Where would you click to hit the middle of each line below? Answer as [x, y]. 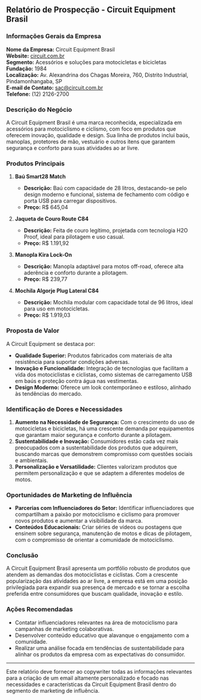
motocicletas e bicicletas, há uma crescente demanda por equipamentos [104, 429]
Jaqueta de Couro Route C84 [51, 219]
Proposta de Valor [33, 331]
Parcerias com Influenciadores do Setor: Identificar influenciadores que [104, 508]
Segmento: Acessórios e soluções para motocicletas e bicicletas [86, 62]
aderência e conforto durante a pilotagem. [76, 273]
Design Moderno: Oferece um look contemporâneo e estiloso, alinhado [103, 387]
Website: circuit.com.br [35, 56]
